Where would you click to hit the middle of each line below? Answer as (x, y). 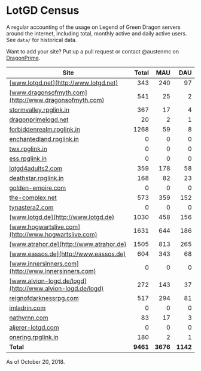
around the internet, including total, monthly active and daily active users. (97, 33)
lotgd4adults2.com (36, 168)
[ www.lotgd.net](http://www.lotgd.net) (64, 83)
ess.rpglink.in (28, 158)
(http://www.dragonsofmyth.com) (57, 100)
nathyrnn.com (29, 318)
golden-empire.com (38, 188)
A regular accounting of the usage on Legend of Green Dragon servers (93, 27)
